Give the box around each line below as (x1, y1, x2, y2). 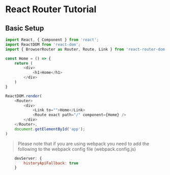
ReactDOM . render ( (5, 93, 42, 99)
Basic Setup (5, 24, 44, 33)
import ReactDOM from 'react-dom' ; (5, 42, 81, 47)
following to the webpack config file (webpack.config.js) (17, 146, 136, 152)
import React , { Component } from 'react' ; (5, 37, 99, 42)
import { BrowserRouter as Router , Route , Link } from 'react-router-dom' (5, 47, 167, 52)
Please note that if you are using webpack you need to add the (17, 140, 149, 147)
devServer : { (14, 156, 42, 161)
